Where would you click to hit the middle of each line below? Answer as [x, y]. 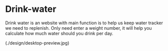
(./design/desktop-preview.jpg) [37, 43]
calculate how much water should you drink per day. [59, 33]
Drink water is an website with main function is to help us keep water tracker [84, 23]
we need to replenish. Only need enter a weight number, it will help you [78, 28]
